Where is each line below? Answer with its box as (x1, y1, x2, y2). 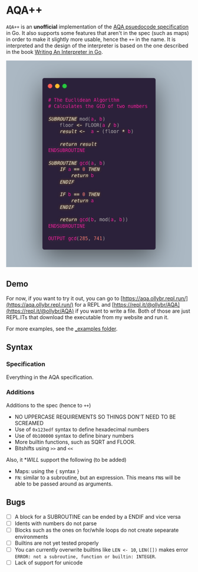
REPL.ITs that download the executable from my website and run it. (6, 313, 169, 320)
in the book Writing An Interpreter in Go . (6, 48, 103, 55)
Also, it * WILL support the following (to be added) (6, 456, 127, 463)
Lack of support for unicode (14, 559, 83, 566)
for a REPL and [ (74, 301, 114, 308)
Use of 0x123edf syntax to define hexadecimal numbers (14, 426, 149, 433)
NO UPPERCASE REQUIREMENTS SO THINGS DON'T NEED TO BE (14, 413, 176, 420)
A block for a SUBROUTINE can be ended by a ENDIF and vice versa (14, 513, 181, 520)
